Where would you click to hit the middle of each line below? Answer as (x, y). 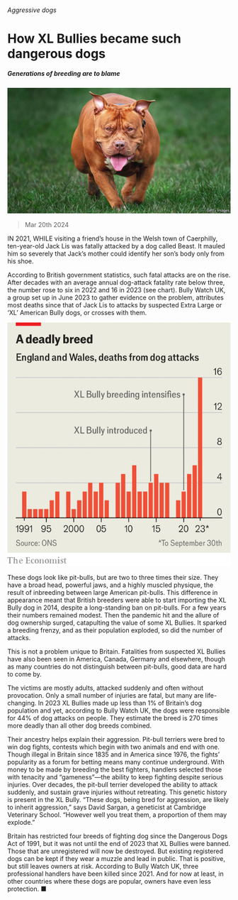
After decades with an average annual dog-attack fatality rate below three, (116, 282)
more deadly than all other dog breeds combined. (80, 725)
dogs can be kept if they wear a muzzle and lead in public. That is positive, (116, 858)
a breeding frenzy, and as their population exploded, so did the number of (115, 630)
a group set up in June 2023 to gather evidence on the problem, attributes (116, 297)
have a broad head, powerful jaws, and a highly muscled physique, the (110, 585)
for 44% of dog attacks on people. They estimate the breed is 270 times (113, 718)
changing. (22, 703)
